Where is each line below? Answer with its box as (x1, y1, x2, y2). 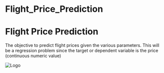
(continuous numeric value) (5, 53, 61, 59)
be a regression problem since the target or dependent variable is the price (5, 48, 159, 54)
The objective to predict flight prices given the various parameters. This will (5, 42, 160, 48)
